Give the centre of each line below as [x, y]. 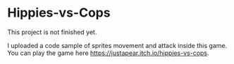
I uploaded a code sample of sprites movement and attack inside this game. [117, 45]
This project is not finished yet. [52, 32]
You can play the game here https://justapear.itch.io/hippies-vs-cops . [108, 53]
